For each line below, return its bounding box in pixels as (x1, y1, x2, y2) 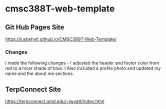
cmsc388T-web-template (5, 3, 115, 14)
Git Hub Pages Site (5, 23, 64, 31)
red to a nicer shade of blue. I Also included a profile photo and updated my (5, 65, 161, 71)
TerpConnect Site (5, 85, 61, 93)
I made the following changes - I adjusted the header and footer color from (5, 60, 159, 66)
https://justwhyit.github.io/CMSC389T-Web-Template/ (5, 36, 117, 42)
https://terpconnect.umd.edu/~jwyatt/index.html (5, 98, 104, 104)
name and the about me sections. (5, 70, 74, 76)
